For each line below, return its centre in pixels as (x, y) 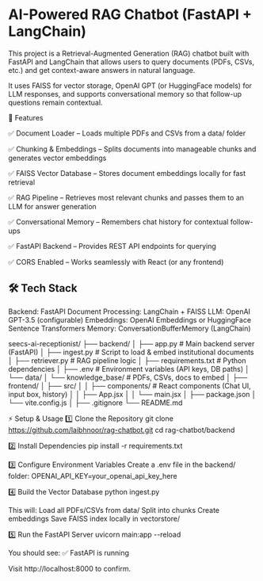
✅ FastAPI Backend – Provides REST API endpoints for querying (112, 246)
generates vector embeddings (57, 158)
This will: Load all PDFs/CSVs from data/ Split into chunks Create (114, 510)
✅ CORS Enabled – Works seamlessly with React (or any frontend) (116, 262)
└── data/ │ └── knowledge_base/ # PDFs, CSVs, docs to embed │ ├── (128, 377)
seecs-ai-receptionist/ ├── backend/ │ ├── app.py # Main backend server (131, 343)
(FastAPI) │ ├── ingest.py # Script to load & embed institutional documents (131, 352)
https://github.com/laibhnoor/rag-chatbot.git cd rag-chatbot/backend (122, 430)
